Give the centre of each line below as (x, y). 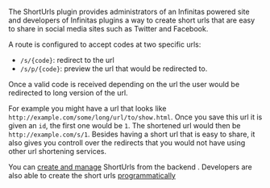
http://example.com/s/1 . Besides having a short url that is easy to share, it (132, 134)
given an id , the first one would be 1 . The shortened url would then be (125, 125)
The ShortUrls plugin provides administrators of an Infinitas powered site (129, 12)
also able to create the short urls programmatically (92, 175)
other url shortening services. (58, 151)
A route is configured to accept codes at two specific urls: (105, 44)
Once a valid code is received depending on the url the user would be (124, 84)
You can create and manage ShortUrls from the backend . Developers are (130, 167)
